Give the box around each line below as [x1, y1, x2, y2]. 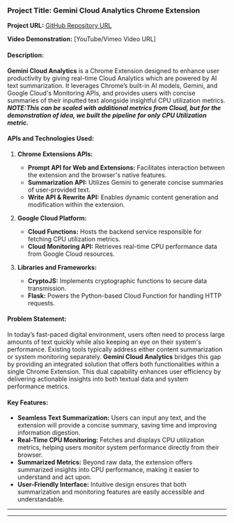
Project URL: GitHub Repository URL [7, 22, 112, 30]
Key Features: [7, 398, 49, 407]
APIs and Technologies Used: [7, 135, 94, 143]
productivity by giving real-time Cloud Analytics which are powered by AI [7, 74, 217, 82]
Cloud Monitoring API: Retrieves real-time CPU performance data [27, 242, 217, 250]
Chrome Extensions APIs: [17, 149, 93, 158]
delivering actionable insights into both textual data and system [7, 374, 189, 383]
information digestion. [17, 428, 81, 437]
